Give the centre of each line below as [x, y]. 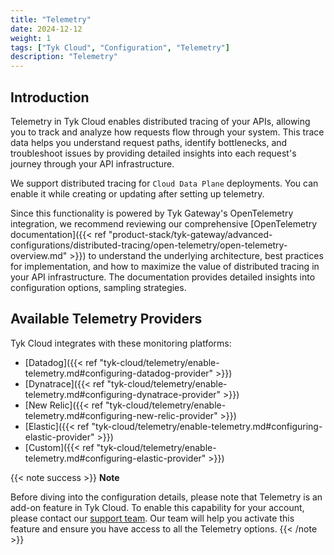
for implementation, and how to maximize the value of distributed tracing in [165, 266]
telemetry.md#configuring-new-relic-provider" [121, 415]
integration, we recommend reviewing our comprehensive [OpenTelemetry [164, 223]
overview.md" [39, 255]
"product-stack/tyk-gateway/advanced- [190, 234]
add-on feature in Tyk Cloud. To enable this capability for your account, [157, 507]
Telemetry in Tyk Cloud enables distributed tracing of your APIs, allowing [160, 121]
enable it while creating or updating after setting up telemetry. [137, 193]
